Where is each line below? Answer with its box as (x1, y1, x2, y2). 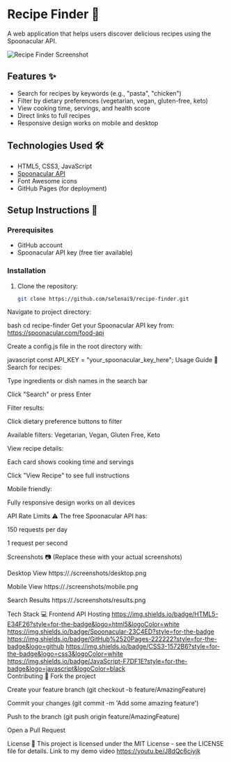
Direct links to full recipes (17, 111, 90, 119)
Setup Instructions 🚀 (7, 204, 98, 216)
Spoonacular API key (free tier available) (17, 248, 134, 257)
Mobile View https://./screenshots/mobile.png (7, 583, 138, 591)
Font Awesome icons (17, 177, 78, 185)
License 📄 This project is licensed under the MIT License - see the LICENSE (7, 740, 224, 748)
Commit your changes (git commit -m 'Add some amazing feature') (7, 699, 199, 708)
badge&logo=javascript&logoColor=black (7, 664, 126, 673)
